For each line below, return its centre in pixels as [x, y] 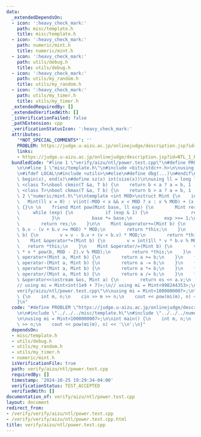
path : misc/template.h [45, 29]
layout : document [28, 403]
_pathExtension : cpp [37, 124]
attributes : [27, 135]
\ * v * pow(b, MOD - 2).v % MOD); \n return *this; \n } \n [104, 252]
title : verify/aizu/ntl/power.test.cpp [56, 425]
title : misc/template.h [47, 34]
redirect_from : [25, 408]
